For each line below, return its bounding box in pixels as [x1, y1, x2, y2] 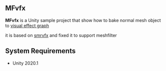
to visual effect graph [5, 22, 49, 28]
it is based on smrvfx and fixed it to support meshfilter [5, 32, 117, 38]
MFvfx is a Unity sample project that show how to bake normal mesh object [5, 17, 161, 23]
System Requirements [5, 47, 76, 55]
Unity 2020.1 [12, 60, 38, 66]
